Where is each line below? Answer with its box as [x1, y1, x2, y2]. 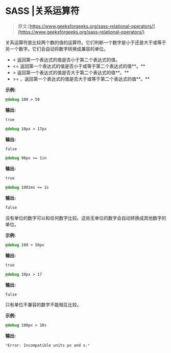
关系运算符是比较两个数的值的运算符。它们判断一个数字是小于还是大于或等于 [5, 39, 166, 46]
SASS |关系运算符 [5, 5, 80, 17]
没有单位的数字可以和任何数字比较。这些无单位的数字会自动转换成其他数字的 [5, 215, 166, 221]
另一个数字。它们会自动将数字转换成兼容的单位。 [5, 46, 108, 52]
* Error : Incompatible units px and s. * [5, 343, 90, 348]
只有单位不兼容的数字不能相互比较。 [5, 302, 82, 308]
